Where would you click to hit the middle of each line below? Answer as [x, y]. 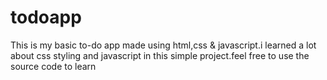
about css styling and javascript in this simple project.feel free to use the [160, 55]
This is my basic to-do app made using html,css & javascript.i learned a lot [163, 45]
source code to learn [53, 66]
